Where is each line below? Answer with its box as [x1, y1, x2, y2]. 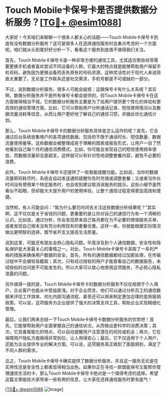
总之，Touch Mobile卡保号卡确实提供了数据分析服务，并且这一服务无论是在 [5, 357, 159, 364]
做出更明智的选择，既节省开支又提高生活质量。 [5, 229, 100, 235]
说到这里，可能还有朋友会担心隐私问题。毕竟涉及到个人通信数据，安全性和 [5, 240, 157, 246]
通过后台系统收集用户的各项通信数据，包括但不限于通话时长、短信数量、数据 [5, 134, 161, 140]
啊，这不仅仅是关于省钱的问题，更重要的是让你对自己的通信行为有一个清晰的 [5, 210, 161, 216]
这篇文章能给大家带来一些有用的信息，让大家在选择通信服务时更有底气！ [5, 376, 152, 382]
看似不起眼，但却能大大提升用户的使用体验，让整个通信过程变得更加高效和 [5, 188, 157, 194]
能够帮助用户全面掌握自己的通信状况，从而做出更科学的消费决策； [18, 322, 152, 328]
